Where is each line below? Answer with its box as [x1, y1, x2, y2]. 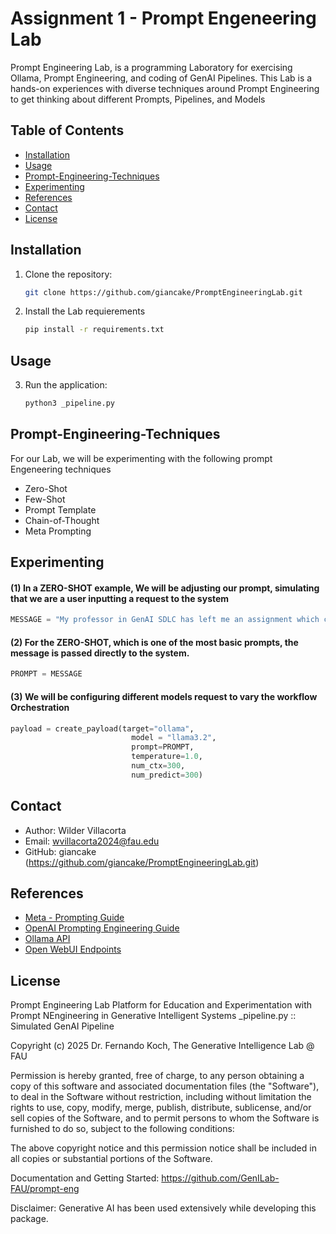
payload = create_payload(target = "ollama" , [10, 723, 195, 734]
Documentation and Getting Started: [10, 1172, 160, 1184]
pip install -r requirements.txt [24, 325, 165, 335]
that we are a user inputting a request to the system [10, 592, 230, 604]
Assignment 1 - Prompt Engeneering [10, 7, 317, 30]
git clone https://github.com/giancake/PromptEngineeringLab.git [24, 287, 303, 297]
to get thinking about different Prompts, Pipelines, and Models [10, 93, 266, 105]
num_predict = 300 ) [131, 770, 203, 780]
